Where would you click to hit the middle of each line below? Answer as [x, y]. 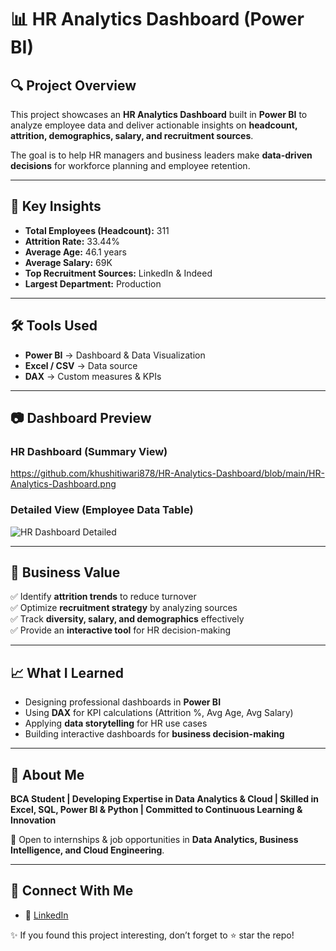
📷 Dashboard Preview [81, 418]
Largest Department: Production [93, 283]
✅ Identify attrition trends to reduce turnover [103, 597]
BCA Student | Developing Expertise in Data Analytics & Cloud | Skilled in [165, 799]
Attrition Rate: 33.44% [72, 241]
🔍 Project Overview [73, 85]
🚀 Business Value [65, 572]
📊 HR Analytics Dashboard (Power [157, 19]
